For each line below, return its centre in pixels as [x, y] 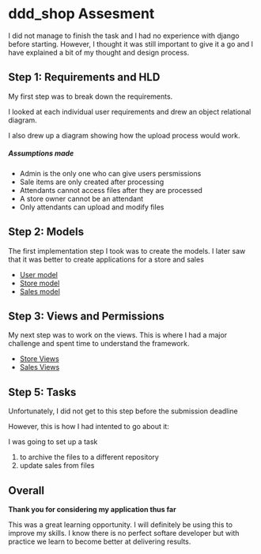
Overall [26, 490]
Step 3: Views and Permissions [86, 316]
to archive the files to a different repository [89, 457]
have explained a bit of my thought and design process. [99, 52]
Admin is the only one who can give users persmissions [110, 173]
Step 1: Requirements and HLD [84, 77]
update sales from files [57, 465]
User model [38, 274]
